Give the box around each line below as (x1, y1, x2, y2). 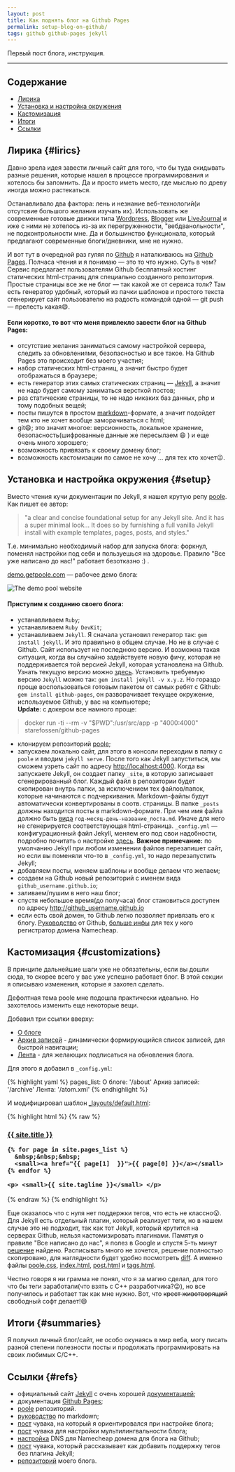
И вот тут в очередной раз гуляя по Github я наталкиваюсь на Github (7, 250, 213, 258)
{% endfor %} (7, 1167, 52, 1175)
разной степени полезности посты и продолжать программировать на (7, 1343, 220, 1351)
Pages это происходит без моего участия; (17, 356, 144, 365)
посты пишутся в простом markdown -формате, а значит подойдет (17, 408, 215, 417)
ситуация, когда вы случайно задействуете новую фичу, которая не (17, 653, 222, 662)
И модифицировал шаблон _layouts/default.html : (7, 1099, 151, 1107)
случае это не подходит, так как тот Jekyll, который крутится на (7, 1224, 199, 1232)
